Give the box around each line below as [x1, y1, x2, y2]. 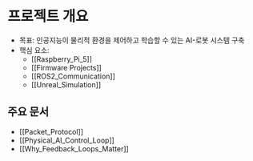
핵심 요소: [18, 45, 50, 54]
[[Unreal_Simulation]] [30, 79, 102, 89]
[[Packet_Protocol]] [18, 127, 83, 136]
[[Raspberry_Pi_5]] [30, 54, 93, 64]
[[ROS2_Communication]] [30, 71, 115, 81]
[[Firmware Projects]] [30, 62, 102, 72]
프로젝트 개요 [7, 7, 89, 26]
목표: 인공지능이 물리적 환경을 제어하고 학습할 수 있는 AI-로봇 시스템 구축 [18, 35, 245, 45]
